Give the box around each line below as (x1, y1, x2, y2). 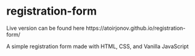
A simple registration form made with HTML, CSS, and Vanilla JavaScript (6, 43, 189, 50)
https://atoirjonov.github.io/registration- (86, 24, 186, 32)
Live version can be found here (6, 24, 85, 32)
